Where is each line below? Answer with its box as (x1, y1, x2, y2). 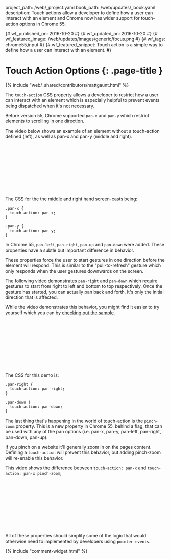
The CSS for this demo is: (5, 371, 59, 378)
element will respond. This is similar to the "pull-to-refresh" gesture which (5, 262, 161, 268)
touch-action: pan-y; (10, 228, 56, 233)
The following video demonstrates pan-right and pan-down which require (5, 278, 158, 284)
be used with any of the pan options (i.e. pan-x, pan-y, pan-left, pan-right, (5, 428, 161, 434)
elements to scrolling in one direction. (5, 118, 84, 124)
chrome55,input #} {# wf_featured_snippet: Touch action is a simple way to (5, 42, 163, 48)
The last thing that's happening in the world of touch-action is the (5, 418, 143, 424)
